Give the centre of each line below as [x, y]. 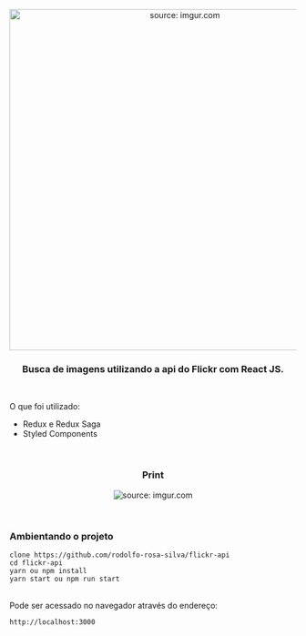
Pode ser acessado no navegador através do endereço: [114, 605]
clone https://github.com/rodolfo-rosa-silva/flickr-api [120, 555]
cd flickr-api [36, 563]
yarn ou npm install [49, 570]
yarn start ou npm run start [65, 579]
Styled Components [60, 434]
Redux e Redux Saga [61, 424]
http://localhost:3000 [52, 622]
